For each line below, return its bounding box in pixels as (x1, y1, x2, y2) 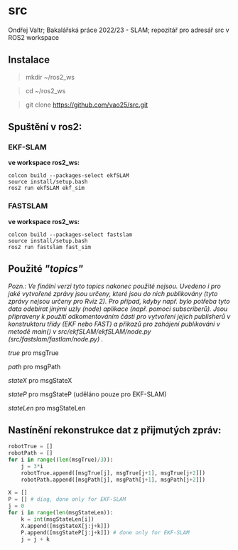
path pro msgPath (8, 362, 61, 371)
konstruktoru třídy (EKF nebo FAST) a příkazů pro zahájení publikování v (8, 319, 221, 328)
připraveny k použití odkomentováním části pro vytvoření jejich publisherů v (8, 312, 231, 320)
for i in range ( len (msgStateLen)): (8, 509, 114, 517)
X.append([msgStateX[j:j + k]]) (21, 522, 111, 529)
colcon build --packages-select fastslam (8, 231, 133, 238)
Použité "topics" (8, 263, 84, 275)
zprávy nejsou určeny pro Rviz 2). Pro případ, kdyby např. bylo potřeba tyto (8, 297, 230, 305)
